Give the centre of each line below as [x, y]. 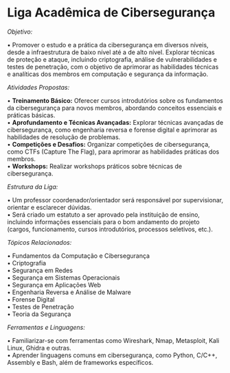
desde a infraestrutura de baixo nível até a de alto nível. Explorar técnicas [111, 52]
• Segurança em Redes [40, 270]
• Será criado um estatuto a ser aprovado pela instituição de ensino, [104, 215]
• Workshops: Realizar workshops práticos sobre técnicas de [95, 166]
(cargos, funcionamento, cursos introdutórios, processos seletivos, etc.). [110, 229]
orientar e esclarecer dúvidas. [49, 207]
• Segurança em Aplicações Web [54, 285]
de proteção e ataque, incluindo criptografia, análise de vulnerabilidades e [112, 59]
